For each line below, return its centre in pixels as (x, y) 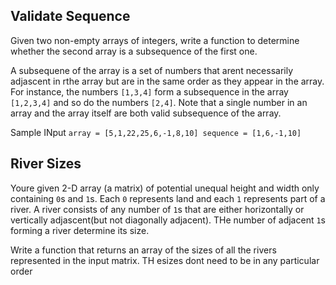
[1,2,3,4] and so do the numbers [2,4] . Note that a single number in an (159, 102)
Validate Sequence (70, 16)
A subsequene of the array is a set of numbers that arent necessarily (152, 70)
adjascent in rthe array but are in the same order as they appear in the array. (167, 81)
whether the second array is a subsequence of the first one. (134, 51)
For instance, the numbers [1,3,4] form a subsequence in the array (149, 91)
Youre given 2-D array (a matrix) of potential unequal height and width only (165, 188)
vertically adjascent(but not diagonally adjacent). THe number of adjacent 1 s (168, 220)
